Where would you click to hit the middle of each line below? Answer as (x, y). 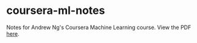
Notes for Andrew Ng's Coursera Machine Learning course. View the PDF (99, 27)
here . (13, 33)
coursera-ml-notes (56, 11)
